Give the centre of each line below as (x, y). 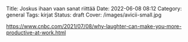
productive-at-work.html (36, 33)
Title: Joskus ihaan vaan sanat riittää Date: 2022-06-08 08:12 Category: (94, 9)
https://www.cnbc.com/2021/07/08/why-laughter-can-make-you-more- (94, 26)
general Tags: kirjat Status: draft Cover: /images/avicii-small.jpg (84, 15)
